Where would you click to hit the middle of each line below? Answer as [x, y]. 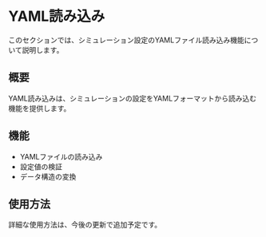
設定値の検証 [41, 166]
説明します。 [43, 49]
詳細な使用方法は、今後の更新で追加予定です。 [85, 225]
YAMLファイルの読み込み [61, 156]
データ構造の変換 [48, 176]
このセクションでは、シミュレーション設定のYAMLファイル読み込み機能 [127, 40]
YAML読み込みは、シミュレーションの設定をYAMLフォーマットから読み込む [133, 98]
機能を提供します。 [40, 108]
